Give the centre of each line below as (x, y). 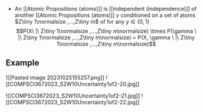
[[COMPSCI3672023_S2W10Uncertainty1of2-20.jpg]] (73, 84)
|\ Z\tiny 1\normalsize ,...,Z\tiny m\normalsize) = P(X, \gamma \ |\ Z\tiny (106, 38)
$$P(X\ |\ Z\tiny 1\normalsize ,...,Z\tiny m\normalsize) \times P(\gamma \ (106, 31)
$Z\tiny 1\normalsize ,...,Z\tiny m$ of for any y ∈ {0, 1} (82, 21)
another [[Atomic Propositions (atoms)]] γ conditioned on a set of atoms (105, 15)
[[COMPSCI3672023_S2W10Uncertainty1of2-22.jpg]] (73, 102)
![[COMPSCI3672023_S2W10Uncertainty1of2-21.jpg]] (73, 96)
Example (23, 63)
